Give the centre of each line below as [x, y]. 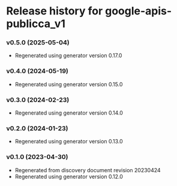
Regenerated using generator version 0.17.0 [68, 56]
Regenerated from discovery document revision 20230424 [88, 170]
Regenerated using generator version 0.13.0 [69, 142]
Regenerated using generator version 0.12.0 [69, 176]
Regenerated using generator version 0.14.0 [69, 113]
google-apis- [138, 11]
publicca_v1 [36, 24]
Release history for [55, 11]
